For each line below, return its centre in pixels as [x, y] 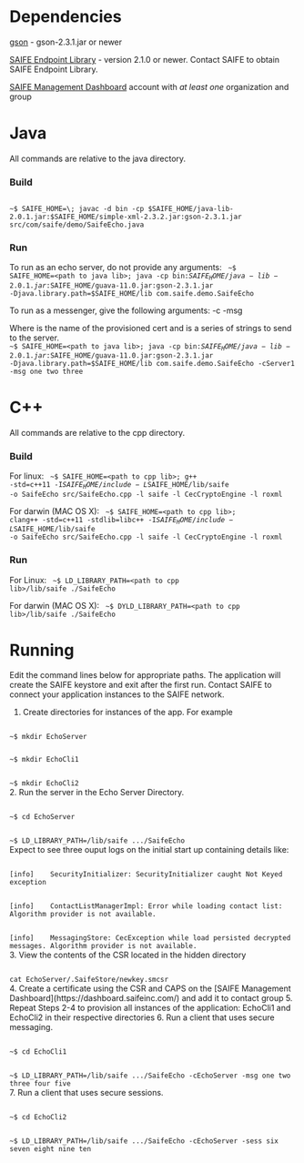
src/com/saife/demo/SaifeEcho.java [77, 225]
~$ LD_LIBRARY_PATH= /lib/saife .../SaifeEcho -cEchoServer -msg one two [150, 1076]
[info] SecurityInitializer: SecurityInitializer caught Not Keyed [146, 875]
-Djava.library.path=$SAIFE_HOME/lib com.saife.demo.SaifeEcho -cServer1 [152, 364]
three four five [40, 1084]
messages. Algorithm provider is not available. [103, 946]
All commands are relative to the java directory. [98, 158]
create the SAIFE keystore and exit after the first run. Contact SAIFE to [141, 685]
